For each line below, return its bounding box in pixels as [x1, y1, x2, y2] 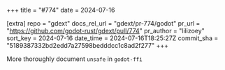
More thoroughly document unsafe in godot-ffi [6, 55, 143, 63]
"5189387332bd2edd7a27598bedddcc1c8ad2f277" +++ [6, 42, 169, 49]
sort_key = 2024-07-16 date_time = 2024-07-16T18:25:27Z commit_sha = [6, 34, 219, 42]
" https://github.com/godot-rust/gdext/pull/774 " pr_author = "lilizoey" [6, 27, 205, 35]
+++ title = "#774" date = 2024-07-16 [6, 6, 115, 14]
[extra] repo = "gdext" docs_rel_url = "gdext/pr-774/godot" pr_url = [6, 19, 201, 27]
